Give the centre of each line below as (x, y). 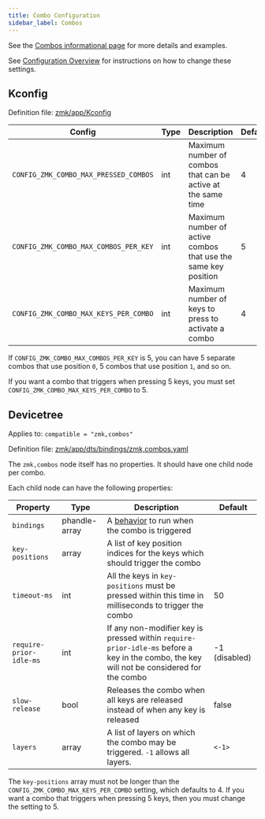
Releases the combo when (156, 691)
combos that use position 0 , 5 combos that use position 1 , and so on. (120, 367)
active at (204, 184)
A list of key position (144, 543)
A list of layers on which (151, 732)
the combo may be (142, 743)
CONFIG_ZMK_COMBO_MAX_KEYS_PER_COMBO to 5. (78, 390)
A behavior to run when (150, 521)
